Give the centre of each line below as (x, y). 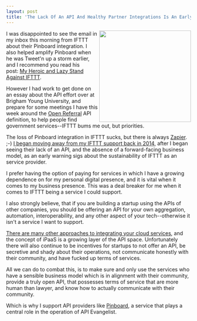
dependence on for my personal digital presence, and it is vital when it (91, 180)
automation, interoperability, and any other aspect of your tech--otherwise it (98, 215)
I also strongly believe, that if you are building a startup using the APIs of (94, 203)
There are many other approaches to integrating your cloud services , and (95, 233)
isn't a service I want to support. (45, 222)
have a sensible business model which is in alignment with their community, (98, 275)
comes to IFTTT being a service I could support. (64, 192)
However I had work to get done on (49, 88)
